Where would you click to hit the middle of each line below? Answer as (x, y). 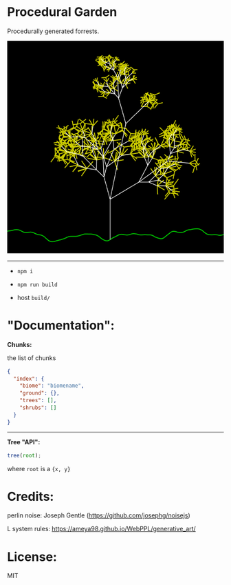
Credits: (31, 496)
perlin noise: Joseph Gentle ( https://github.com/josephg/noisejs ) (99, 515)
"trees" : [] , (38, 401)
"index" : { (29, 379)
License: (32, 557)
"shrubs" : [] (38, 408)
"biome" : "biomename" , (52, 386)
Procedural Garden (62, 12)
